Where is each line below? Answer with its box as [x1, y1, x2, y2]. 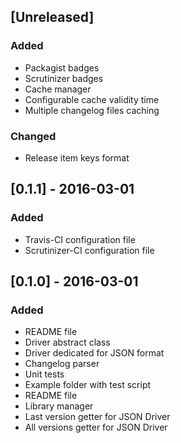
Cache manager [24, 83, 92, 95]
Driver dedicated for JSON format [24, 347, 165, 359]
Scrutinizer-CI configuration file [24, 244, 155, 256]
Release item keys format [24, 151, 130, 164]
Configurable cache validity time [24, 93, 160, 105]
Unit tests [24, 368, 65, 380]
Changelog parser [24, 358, 100, 370]
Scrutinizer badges [24, 72, 104, 84]
